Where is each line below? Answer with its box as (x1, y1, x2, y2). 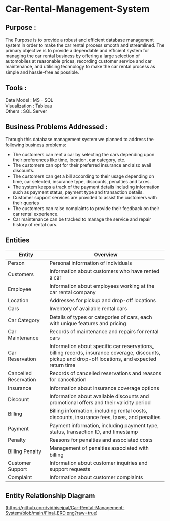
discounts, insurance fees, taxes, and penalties (49, 414, 161, 421)
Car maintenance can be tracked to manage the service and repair (12, 216, 151, 222)
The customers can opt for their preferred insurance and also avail (12, 162, 151, 168)
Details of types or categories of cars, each (49, 314, 152, 321)
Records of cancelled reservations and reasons (49, 370, 162, 377)
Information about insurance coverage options (49, 385, 159, 392)
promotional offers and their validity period (49, 399, 151, 406)
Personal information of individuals (49, 260, 132, 267)
